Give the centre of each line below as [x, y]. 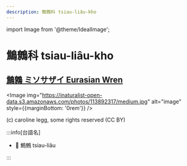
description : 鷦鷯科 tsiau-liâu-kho [51, 12]
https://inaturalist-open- [72, 95]
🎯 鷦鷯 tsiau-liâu [35, 145]
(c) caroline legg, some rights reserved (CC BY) [66, 120]
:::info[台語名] [23, 132]
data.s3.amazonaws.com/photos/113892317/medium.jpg [77, 102]
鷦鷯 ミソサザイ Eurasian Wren [65, 80]
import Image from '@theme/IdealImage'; [58, 29]
